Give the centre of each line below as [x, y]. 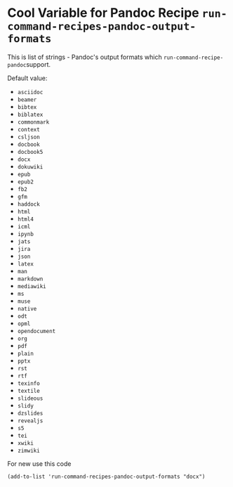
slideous [30, 398]
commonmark [33, 122]
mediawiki [32, 286]
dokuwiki [30, 167]
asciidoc [30, 92]
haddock [28, 204]
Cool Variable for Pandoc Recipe [103, 13]
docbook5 [30, 152]
